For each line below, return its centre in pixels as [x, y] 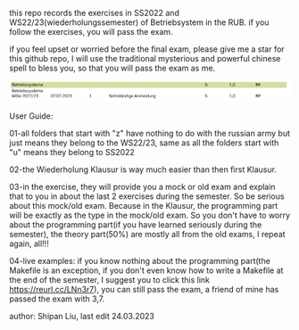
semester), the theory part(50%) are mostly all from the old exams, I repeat [147, 235]
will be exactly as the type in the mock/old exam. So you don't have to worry [150, 215]
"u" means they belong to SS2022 [72, 153]
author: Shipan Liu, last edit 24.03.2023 [82, 317]
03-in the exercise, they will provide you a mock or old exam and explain [142, 187]
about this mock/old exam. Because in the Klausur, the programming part [144, 206]
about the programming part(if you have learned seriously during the [136, 225]
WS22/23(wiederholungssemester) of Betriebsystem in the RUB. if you [139, 22]
